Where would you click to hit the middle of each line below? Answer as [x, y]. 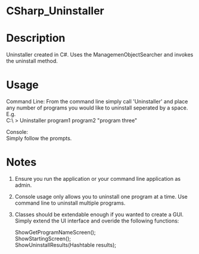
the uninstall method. [32, 61]
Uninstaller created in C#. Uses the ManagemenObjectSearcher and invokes [100, 55]
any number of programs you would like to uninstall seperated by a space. [97, 108]
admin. [23, 185]
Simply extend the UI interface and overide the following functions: [97, 221]
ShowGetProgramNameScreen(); [55, 232]
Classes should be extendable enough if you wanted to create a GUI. [99, 214]
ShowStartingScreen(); [43, 239]
